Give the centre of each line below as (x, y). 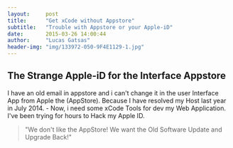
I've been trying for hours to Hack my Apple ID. (76, 115)
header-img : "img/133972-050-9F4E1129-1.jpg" (76, 47)
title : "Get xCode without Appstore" (71, 21)
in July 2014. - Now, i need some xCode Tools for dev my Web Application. (116, 108)
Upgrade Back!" (48, 137)
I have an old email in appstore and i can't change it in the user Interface (113, 92)
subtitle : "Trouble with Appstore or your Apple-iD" (90, 27)
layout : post (33, 14)
